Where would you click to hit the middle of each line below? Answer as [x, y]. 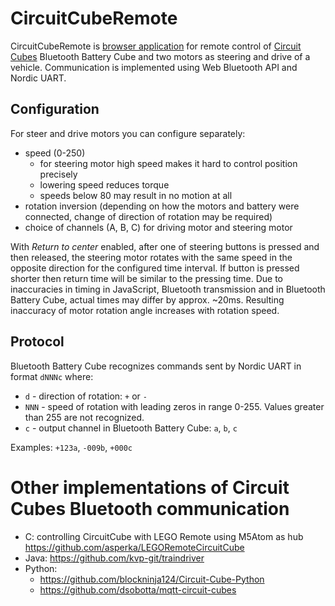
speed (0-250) [55, 153]
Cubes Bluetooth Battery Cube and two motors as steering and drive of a [160, 56]
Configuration [55, 109]
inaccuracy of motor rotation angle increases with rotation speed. [145, 310]
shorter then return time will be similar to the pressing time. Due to [146, 278]
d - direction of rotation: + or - [86, 396]
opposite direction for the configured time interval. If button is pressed [155, 268]
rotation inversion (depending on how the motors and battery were [162, 206]
